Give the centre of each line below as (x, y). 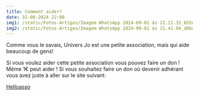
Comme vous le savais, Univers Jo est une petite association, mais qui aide (98, 45)
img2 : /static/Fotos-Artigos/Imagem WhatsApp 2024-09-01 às (82, 28)
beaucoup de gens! (30, 52)
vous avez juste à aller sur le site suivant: (56, 75)
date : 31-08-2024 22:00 (36, 17)
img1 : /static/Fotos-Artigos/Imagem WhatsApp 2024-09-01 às (82, 23)
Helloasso (18, 87)
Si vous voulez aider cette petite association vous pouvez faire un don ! (93, 63)
